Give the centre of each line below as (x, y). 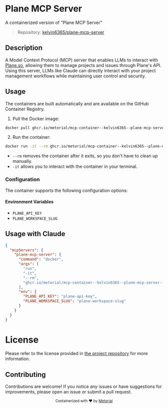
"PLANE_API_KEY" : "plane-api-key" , (60, 297)
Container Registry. (25, 109)
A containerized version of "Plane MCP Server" (54, 22)
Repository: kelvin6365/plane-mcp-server (61, 32)
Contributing (25, 374)
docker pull (17, 128)
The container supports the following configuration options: (66, 190)
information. (18, 359)
